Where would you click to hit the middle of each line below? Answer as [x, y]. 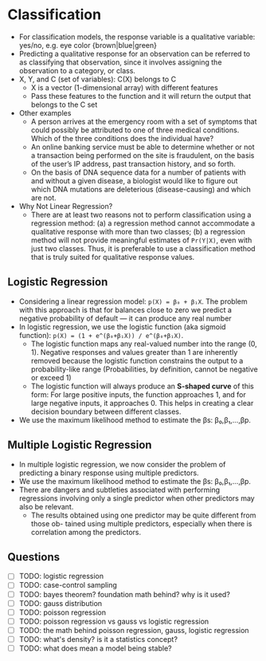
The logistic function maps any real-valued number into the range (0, [144, 344]
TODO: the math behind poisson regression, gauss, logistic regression [134, 630]
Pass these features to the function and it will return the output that [141, 96]
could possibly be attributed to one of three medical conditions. [135, 130]
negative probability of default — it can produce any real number [125, 318]
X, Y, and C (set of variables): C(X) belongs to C [98, 79]
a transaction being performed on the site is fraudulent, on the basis [143, 155]
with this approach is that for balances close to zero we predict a [125, 309]
